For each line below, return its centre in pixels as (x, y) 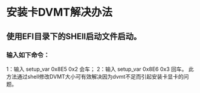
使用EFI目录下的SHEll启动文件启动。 (74, 36)
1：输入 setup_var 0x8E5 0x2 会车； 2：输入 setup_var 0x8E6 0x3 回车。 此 (100, 69)
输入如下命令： (28, 55)
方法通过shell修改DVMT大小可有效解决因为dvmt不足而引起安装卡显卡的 (95, 76)
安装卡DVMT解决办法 (60, 12)
